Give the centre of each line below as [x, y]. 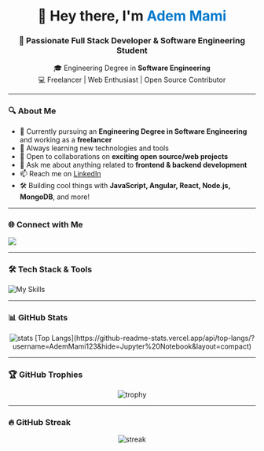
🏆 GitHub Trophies [46, 375]
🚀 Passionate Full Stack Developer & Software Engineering [132, 41]
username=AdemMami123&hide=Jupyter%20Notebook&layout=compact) [132, 346]
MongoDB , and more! [55, 197]
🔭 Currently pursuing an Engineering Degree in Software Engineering [133, 131]
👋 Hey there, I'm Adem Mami [132, 16]
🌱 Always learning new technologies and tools [94, 148]
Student [132, 50]
